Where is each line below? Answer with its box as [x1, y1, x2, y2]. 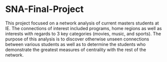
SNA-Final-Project [5, 3, 84, 15]
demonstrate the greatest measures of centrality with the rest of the [5, 46, 146, 52]
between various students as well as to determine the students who [5, 41, 146, 47]
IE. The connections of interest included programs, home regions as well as [5, 25, 162, 31]
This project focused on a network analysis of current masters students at [5, 20, 159, 26]
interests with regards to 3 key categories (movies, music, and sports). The [5, 30, 161, 36]
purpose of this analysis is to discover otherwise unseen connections [5, 36, 149, 42]
